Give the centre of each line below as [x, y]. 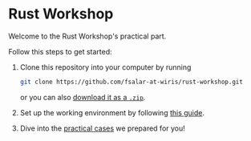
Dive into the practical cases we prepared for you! [103, 128]
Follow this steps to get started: [60, 51]
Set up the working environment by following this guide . [112, 112]
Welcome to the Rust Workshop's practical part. [87, 36]
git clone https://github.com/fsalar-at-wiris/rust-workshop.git [131, 82]
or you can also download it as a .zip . [83, 97]
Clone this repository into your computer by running [105, 67]
